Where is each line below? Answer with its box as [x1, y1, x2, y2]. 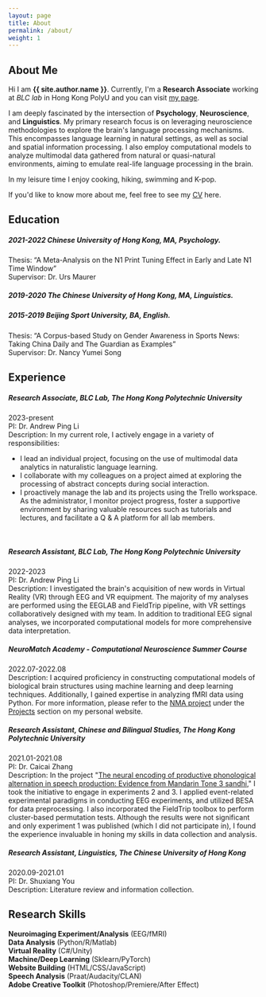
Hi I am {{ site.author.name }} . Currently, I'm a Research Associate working [8, 84, 259, 94]
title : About [8, 19, 52, 27]
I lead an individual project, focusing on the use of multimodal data [19, 454, 238, 463]
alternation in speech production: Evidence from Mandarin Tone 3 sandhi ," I [8, 779, 256, 788]
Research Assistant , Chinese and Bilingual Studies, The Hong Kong [8, 725, 236, 734]
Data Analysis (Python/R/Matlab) [8, 937, 118, 947]
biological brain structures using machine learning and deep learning [8, 682, 233, 691]
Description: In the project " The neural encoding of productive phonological [8, 770, 256, 780]
